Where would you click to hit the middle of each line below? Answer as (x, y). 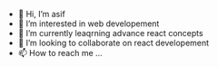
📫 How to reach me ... (60, 53)
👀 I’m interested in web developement (89, 24)
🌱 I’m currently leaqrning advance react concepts (110, 33)
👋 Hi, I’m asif (41, 14)
